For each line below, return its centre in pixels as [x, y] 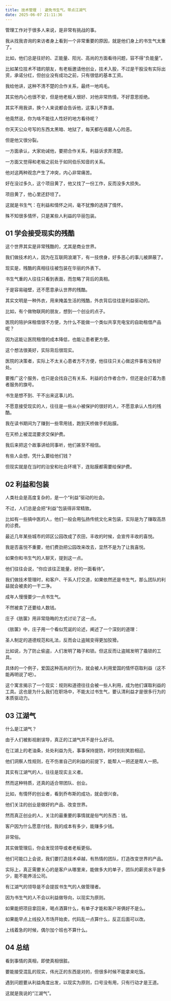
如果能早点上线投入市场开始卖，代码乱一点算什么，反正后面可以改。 [77, 919]
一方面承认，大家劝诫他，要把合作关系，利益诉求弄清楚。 [65, 151]
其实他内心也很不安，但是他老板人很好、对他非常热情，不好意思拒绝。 [79, 97]
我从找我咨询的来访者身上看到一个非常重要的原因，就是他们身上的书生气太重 [85, 41]
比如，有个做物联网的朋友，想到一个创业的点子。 [56, 312]
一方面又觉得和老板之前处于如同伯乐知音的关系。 [56, 161]
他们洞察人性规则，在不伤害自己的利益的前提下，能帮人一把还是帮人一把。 [83, 761]
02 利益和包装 [27, 484]
